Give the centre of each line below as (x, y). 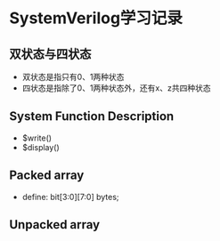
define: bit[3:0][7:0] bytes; (70, 197)
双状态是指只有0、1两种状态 (73, 77)
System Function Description (92, 116)
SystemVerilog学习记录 (96, 18)
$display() (41, 147)
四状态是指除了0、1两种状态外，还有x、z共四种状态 (116, 88)
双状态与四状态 (50, 54)
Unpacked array (55, 225)
